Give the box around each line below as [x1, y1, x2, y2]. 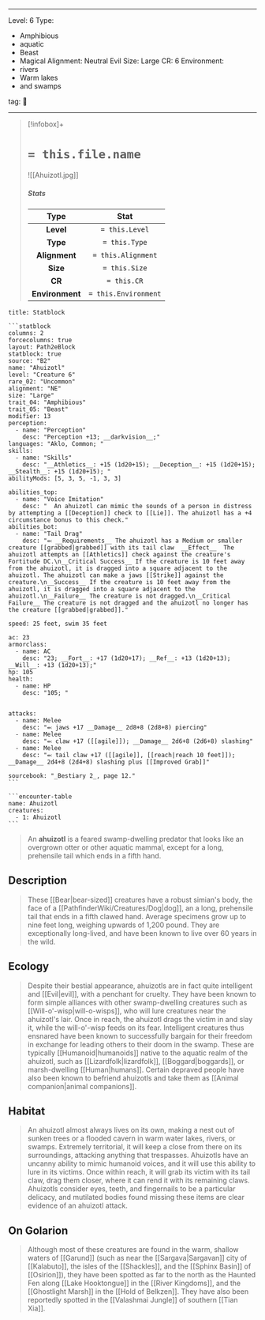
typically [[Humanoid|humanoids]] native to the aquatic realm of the [27, 1048, 248, 1058]
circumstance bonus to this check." [8, 515, 129, 524]
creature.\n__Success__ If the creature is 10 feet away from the [8, 578, 231, 586]
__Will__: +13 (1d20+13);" [8, 661, 97, 669]
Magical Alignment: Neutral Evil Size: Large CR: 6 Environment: [19, 56, 225, 66]
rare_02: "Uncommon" [8, 377, 77, 386]
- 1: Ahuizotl [15, 813, 62, 821]
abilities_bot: [8, 522, 58, 530]
